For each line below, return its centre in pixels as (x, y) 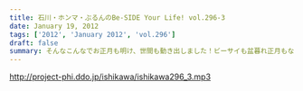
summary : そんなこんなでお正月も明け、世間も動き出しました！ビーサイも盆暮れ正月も (148, 51)
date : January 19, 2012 (54, 26)
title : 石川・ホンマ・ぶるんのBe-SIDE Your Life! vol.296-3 (118, 18)
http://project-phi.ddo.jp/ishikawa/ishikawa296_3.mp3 (110, 77)
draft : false (34, 43)
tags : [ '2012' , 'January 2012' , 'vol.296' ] (93, 34)
